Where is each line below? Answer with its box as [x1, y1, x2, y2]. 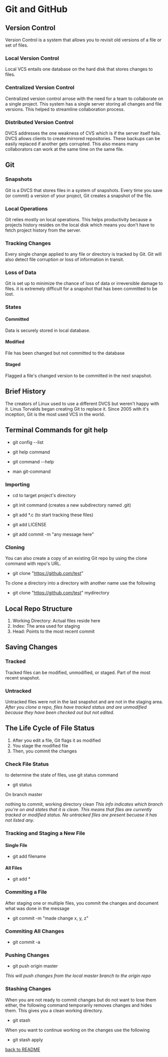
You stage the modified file [12, 742, 69, 748]
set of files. [5, 42, 29, 48]
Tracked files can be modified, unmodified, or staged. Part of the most [5, 669, 150, 676]
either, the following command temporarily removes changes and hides [5, 1002, 152, 1008]
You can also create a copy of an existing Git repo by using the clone [5, 555, 147, 561]
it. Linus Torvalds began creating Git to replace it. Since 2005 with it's [5, 406, 149, 412]
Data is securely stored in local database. [5, 327, 91, 333]
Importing [5, 481, 30, 488]
